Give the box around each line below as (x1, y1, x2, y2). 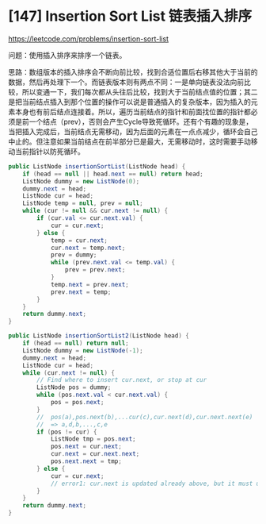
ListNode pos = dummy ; (36, 383, 112, 391)
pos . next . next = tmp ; (50, 457, 123, 465)
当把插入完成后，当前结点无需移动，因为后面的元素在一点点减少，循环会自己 (8, 126, 258, 136)
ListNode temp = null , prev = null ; (22, 199, 144, 207)
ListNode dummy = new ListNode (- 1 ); (22, 346, 144, 354)
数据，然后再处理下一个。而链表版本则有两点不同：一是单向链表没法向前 (8, 77, 244, 87)
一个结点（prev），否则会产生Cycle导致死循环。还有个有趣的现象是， (28, 117, 253, 126)
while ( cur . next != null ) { (22, 368, 115, 377)
